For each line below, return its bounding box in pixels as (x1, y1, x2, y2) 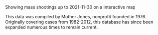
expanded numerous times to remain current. (5, 24, 98, 30)
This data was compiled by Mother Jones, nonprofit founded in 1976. (5, 14, 147, 19)
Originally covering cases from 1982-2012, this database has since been (5, 19, 154, 25)
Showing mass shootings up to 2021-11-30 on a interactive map (5, 4, 136, 10)
